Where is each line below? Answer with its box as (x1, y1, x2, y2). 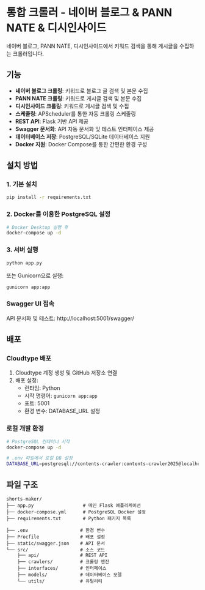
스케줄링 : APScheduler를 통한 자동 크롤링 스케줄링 (15, 110, 136, 117)
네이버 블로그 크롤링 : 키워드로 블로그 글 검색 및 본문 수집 (15, 87, 148, 94)
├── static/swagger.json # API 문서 (6, 540, 106, 547)
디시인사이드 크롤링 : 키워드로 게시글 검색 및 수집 (15, 102, 129, 110)
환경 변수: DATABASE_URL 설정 (24, 408, 101, 415)
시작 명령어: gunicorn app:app (24, 392, 98, 400)
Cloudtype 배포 (6, 354, 52, 363)
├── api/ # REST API (17, 552, 108, 558)
